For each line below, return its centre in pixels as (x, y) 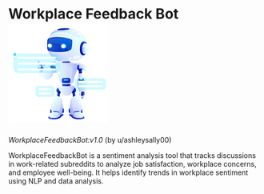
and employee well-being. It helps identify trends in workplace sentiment (128, 172)
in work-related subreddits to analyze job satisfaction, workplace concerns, (133, 164)
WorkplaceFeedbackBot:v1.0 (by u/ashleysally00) (90, 139)
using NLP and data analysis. (56, 180)
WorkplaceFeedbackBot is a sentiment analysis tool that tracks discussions (132, 155)
